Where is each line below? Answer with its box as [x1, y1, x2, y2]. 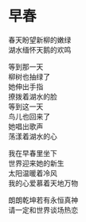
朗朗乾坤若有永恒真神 [8, 195, 78, 204]
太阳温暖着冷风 [8, 168, 57, 177]
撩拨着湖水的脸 [8, 92, 57, 101]
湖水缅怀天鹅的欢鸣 [8, 45, 72, 54]
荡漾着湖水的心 [8, 131, 57, 141]
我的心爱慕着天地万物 [8, 178, 78, 188]
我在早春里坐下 [8, 148, 57, 158]
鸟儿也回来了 [8, 111, 50, 121]
